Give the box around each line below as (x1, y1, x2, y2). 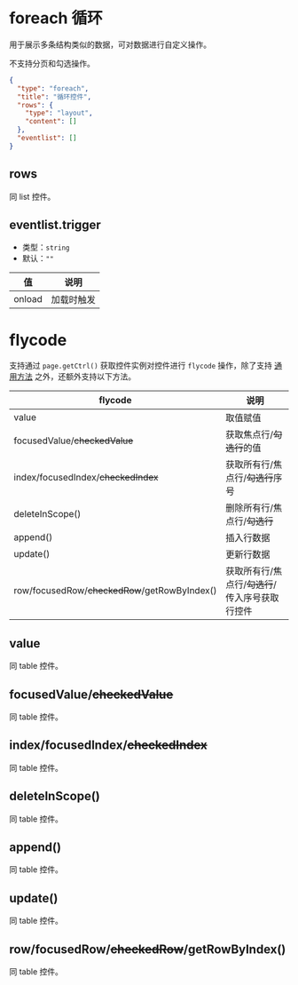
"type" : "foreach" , (17, 83, 90, 93)
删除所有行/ (225, 502, 274, 514)
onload (13, 293, 43, 306)
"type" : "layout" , (25, 108, 93, 118)
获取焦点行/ (225, 428, 274, 441)
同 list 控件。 (9, 191, 56, 202)
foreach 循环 (9, 8, 104, 28)
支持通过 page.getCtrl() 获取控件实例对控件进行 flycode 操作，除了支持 (9, 361, 273, 371)
